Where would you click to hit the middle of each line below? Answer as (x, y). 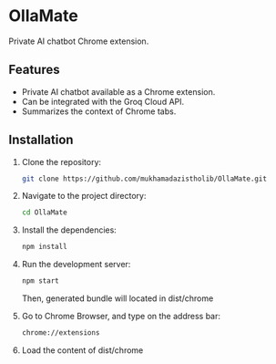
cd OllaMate (44, 213)
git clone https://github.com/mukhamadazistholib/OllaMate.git (144, 179)
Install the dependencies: (69, 230)
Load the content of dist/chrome (82, 350)
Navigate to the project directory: (84, 196)
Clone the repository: (61, 161)
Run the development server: (76, 265)
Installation (41, 140)
